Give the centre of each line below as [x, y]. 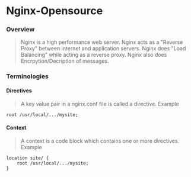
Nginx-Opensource [55, 11]
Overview [20, 30]
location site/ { [28, 158]
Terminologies [27, 76]
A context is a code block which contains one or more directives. [100, 141]
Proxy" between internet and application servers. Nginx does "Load [103, 49]
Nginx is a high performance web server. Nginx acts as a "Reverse [102, 42]
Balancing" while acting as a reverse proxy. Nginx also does [94, 55]
